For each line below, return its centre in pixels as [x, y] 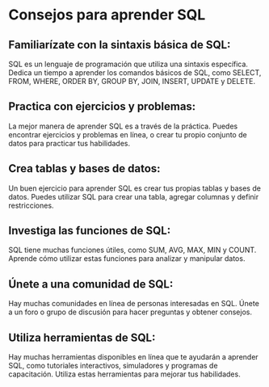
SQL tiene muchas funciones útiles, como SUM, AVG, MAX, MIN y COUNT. [132, 250]
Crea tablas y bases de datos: [84, 168]
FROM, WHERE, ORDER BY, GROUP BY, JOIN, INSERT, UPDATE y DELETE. [132, 81]
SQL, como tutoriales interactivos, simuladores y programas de [113, 366]
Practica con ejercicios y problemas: [102, 107]
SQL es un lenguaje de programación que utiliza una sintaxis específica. [128, 64]
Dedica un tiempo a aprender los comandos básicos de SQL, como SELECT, [135, 73]
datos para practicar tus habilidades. [69, 143]
